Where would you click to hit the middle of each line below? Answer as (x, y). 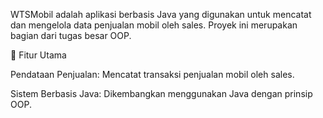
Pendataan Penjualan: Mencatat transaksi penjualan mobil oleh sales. (152, 74)
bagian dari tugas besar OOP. (71, 35)
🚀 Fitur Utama (38, 55)
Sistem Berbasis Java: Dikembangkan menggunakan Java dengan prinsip (161, 93)
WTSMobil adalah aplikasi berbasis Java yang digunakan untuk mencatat (161, 14)
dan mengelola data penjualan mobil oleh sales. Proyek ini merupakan (154, 25)
